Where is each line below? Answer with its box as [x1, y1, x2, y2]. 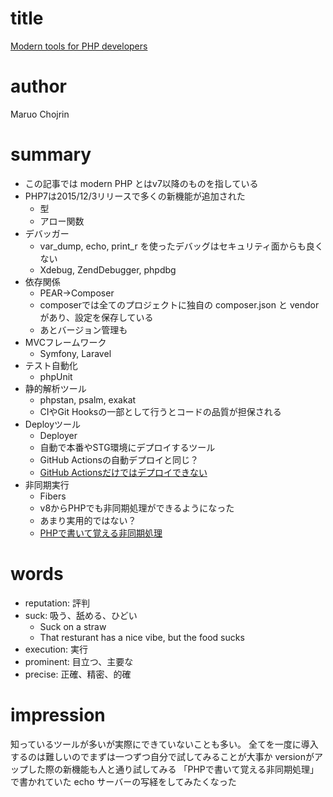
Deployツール [24, 418, 82, 430]
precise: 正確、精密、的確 [24, 668, 132, 680]
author [10, 75, 68, 98]
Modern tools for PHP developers [10, 40, 148, 52]
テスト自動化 [24, 359, 78, 371]
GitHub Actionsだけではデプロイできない [39, 466, 208, 478]
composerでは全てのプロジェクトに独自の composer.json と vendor [39, 298, 320, 311]
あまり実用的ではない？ [39, 514, 137, 526]
